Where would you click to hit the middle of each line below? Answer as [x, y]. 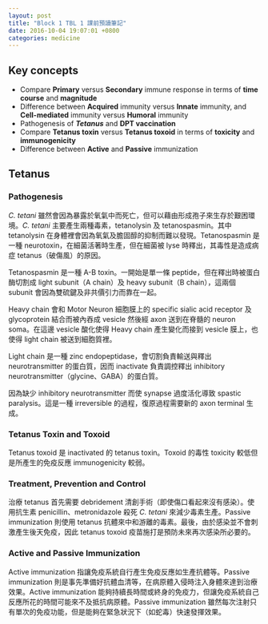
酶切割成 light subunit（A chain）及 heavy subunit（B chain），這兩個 [122, 282]
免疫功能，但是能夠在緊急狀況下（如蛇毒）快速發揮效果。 [130, 611]
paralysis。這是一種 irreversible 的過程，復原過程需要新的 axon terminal [126, 403]
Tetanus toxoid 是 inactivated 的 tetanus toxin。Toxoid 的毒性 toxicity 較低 [130, 453]
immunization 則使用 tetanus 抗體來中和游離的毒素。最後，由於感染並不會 [130, 522]
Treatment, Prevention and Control [77, 483]
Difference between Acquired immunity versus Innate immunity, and [133, 107]
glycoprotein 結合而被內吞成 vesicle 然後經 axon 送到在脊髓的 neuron [122, 319]
